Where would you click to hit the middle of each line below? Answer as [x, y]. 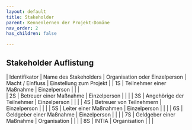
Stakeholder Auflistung [50, 63]
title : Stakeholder [30, 17]
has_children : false [32, 34]
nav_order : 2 [22, 28]
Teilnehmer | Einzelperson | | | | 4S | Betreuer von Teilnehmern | [84, 102]
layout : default [26, 12]
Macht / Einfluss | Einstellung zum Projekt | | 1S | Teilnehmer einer [86, 83]
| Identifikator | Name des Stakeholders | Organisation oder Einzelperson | [96, 77]
